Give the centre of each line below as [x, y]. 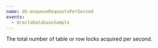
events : [16, 17]
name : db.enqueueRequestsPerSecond [50, 11]
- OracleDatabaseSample [40, 22]
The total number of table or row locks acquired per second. [79, 39]
